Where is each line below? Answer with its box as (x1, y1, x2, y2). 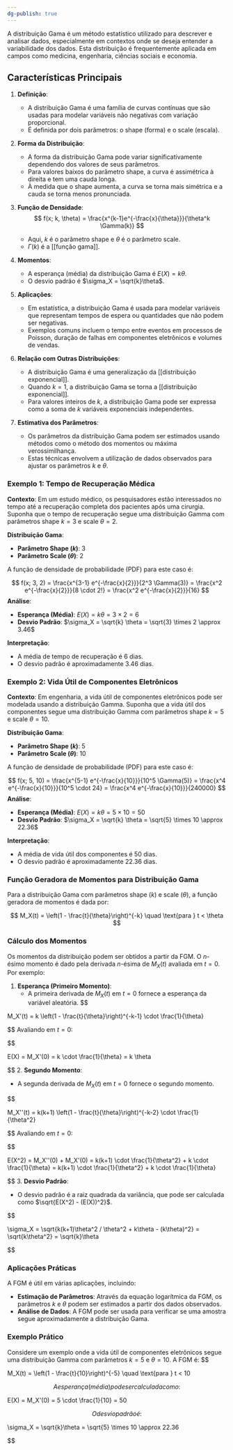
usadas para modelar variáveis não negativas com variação (27, 111, 198, 119)
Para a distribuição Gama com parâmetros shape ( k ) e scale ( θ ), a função (7, 890, 218, 899)
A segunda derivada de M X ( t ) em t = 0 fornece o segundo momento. (17, 1079, 214, 1090)
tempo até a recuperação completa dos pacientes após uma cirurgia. (7, 502, 205, 511)
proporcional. (27, 118, 66, 127)
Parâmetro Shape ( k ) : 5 (17, 742, 86, 750)
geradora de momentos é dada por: (7, 898, 109, 907)
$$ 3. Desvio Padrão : (7, 1177, 69, 1185)
